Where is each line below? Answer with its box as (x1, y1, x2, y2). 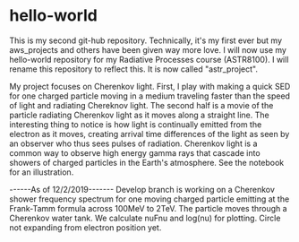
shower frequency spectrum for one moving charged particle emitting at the (9, 194, 290, 204)
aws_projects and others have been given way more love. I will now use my (9, 44, 286, 55)
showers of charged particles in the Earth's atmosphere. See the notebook (9, 157, 285, 168)
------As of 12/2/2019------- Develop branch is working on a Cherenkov (9, 184, 276, 194)
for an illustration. (9, 167, 74, 177)
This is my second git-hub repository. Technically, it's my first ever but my (9, 35, 282, 46)
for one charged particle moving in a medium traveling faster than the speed (9, 91, 291, 101)
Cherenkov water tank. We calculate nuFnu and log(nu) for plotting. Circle (9, 212, 281, 223)
